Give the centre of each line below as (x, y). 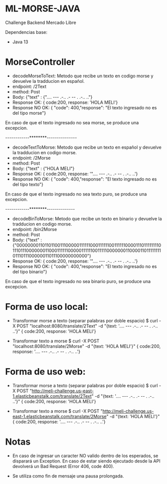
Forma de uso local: (47, 307)
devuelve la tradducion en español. (48, 81)
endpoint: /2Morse (31, 158)
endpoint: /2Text (29, 86)
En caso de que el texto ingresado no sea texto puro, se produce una (76, 194)
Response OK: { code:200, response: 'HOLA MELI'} (65, 102)
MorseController (40, 62)
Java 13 (20, 42)
